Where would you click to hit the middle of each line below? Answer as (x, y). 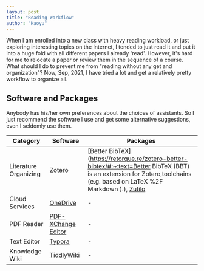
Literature (23, 166)
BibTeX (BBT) (171, 166)
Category (26, 141)
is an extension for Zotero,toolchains (140, 174)
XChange (63, 224)
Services (22, 207)
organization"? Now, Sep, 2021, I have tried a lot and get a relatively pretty (99, 73)
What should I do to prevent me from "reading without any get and (89, 66)
